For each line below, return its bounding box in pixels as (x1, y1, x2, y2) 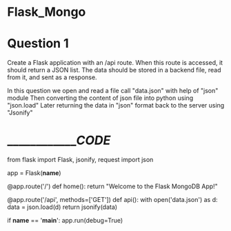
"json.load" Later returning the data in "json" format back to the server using (7, 101, 225, 110)
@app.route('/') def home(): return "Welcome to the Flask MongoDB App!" (7, 182, 219, 190)
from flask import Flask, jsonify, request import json (7, 156, 154, 164)
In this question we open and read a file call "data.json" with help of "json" (7, 87, 219, 95)
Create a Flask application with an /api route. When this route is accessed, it (7, 59, 223, 67)
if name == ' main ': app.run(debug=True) (7, 217, 123, 225)
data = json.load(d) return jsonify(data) (7, 203, 118, 211)
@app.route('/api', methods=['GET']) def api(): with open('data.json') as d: (7, 196, 218, 204)
